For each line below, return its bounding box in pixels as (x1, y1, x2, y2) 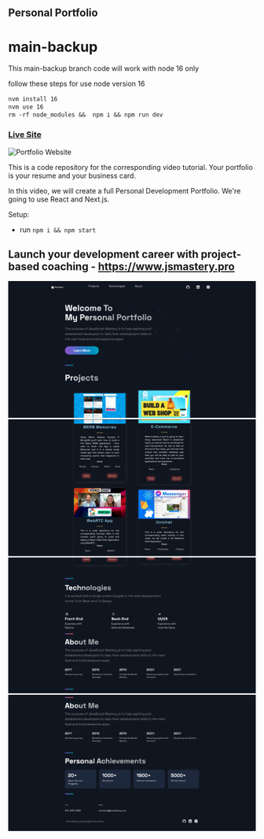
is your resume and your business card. (8, 171, 136, 180)
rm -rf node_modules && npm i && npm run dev (8, 111, 163, 119)
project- (200, 248, 242, 261)
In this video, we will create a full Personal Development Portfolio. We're (8, 186, 241, 195)
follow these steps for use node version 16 (8, 79, 145, 89)
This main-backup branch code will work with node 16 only (8, 64, 200, 73)
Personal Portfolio (8, 6, 98, 20)
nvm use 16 (8, 103, 44, 111)
